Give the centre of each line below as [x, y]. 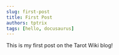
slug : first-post [28, 12]
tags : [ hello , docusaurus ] [40, 28]
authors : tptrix [27, 23]
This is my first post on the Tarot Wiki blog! [59, 45]
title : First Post [29, 17]
